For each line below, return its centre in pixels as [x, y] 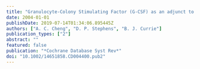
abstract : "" [22, 40]
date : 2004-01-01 [28, 17]
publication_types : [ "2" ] [38, 34]
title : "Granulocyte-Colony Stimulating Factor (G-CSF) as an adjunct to [100, 12]
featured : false [26, 46]
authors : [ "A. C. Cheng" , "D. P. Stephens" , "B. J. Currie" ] [84, 28]
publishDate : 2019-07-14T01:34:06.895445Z [60, 23]
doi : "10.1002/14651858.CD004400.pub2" [56, 56]
